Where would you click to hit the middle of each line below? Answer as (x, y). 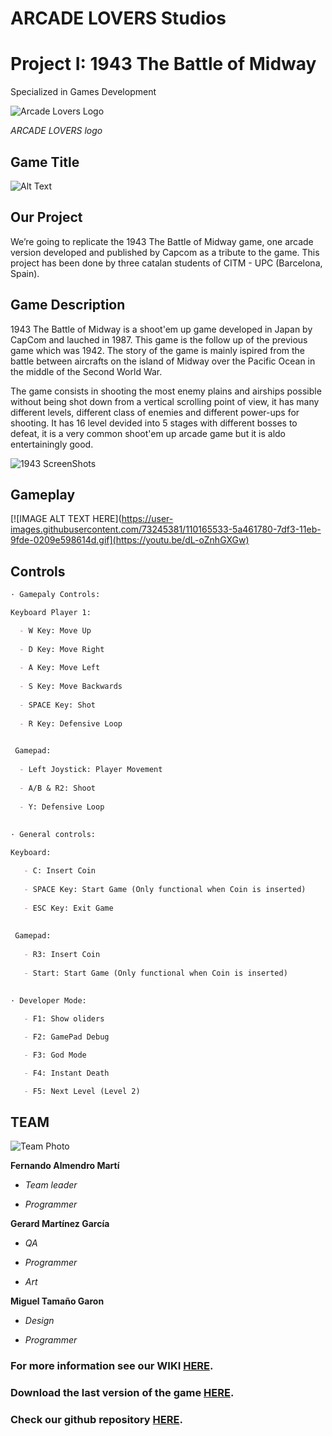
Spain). (25, 273)
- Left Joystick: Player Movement (91, 770)
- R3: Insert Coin (62, 954)
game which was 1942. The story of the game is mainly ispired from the (158, 350)
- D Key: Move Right (62, 649)
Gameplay (43, 494)
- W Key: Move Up (55, 630)
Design (39, 1321)
